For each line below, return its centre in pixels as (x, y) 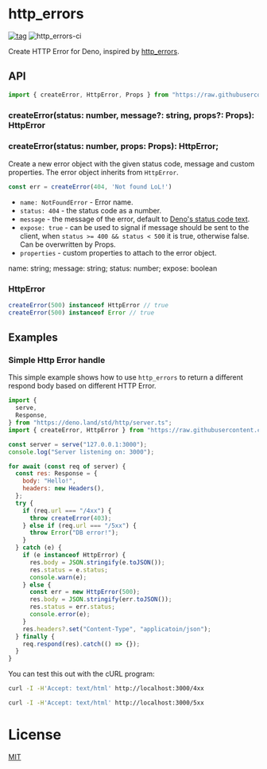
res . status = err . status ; (72, 607)
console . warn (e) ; (58, 577)
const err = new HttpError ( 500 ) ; (85, 592)
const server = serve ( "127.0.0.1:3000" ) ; (78, 444)
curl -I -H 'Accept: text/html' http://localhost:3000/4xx (106, 689)
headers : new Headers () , (64, 489)
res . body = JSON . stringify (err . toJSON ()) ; (101, 599)
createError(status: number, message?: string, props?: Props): (132, 115)
